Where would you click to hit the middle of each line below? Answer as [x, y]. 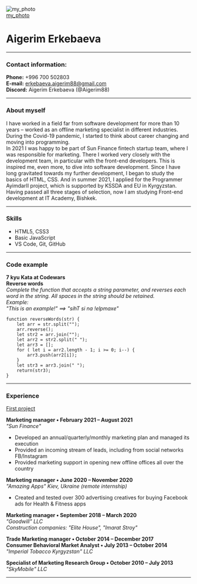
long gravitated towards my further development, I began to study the [90, 173]
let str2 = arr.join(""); [48, 335]
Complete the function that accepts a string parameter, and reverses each [96, 290]
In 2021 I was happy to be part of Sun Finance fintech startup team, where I [97, 148]
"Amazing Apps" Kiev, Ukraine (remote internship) [67, 486]
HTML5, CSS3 [32, 231]
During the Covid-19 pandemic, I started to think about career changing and [98, 135]
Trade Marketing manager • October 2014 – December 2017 [80, 539]
